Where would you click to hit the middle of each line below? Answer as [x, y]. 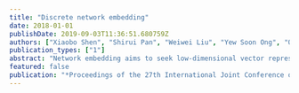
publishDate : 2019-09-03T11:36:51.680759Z [89, 34]
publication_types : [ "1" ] [57, 50]
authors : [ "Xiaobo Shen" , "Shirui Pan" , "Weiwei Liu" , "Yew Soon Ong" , [145, 42]
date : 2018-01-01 [41, 26]
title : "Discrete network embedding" [79, 17]
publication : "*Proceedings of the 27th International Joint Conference [147, 75]
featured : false [39, 67]
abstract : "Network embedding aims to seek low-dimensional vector [137, 58]
